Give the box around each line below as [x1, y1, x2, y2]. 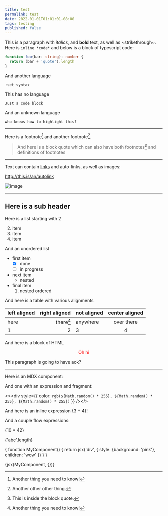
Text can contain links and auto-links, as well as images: [5, 164, 121, 170]
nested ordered [19, 288, 52, 294]
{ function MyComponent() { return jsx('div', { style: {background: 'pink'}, [5, 447, 156, 453]
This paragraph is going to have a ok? [5, 359, 81, 365]
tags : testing [5, 21, 35, 26]
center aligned [108, 309, 144, 316]
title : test [5, 7, 30, 12]
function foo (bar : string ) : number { [5, 54, 84, 60]
